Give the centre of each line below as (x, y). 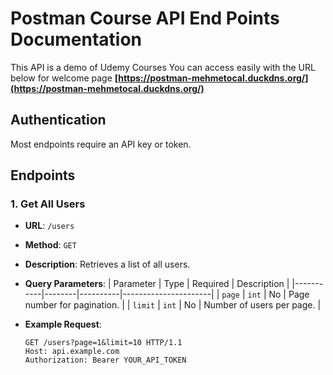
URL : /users (49, 226)
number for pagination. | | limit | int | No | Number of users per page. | (173, 305)
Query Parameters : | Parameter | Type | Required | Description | (157, 284)
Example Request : (63, 324)
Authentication (58, 120)
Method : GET (50, 245)
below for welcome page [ (64, 78)
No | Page (289, 294)
